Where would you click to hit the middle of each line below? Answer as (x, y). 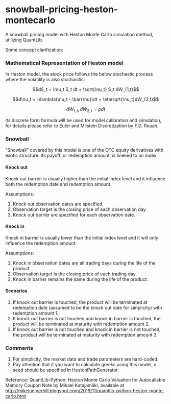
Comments (19, 348)
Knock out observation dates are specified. (58, 204)
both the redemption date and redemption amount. (58, 184)
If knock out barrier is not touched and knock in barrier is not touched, (87, 329)
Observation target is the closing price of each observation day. (80, 209)
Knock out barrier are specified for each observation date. (74, 215)
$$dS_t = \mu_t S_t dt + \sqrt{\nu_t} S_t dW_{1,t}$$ (86, 89)
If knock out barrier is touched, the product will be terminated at (80, 302)
